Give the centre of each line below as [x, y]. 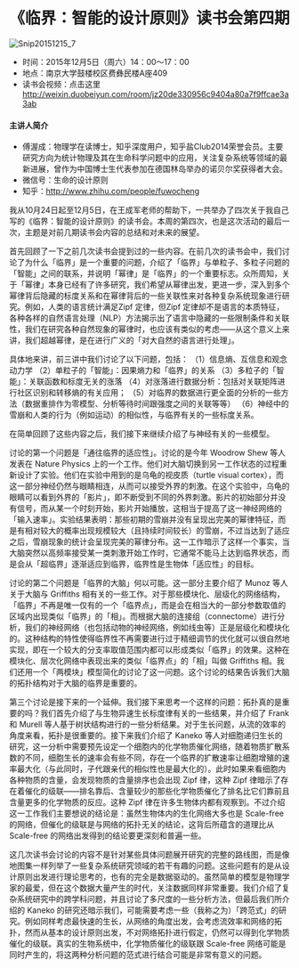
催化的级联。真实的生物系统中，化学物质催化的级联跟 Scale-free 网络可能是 [148, 944]
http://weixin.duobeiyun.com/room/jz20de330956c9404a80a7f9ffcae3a [155, 94]
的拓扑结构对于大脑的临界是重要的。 [76, 683]
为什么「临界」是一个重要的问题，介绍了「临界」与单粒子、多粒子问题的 [157, 263]
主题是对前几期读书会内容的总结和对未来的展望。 [114, 232]
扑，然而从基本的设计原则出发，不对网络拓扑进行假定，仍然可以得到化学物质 [149, 932]
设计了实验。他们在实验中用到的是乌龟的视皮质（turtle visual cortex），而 [150, 475]
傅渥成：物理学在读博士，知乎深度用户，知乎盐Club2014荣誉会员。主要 [153, 147]
